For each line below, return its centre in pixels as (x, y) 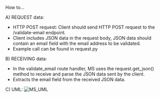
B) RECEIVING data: (26, 59)
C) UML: (14, 89)
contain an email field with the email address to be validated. (77, 43)
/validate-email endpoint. (39, 32)
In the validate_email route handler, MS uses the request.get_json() (83, 69)
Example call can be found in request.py (55, 49)
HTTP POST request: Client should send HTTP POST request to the (84, 27)
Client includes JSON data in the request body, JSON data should (82, 38)
